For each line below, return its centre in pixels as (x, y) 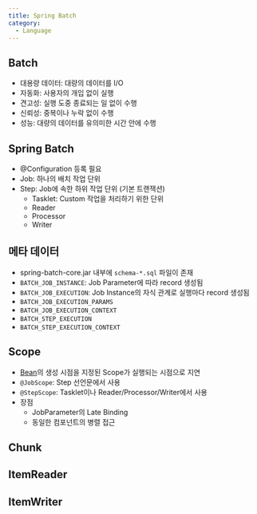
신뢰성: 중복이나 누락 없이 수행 (67, 113)
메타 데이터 (34, 252)
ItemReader (38, 474)
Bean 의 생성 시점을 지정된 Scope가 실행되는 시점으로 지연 (110, 372)
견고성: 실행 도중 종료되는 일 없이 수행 (78, 103)
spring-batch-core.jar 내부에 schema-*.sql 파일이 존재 (107, 272)
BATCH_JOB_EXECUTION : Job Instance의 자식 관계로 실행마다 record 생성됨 (134, 292)
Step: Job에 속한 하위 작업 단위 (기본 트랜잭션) (92, 189)
